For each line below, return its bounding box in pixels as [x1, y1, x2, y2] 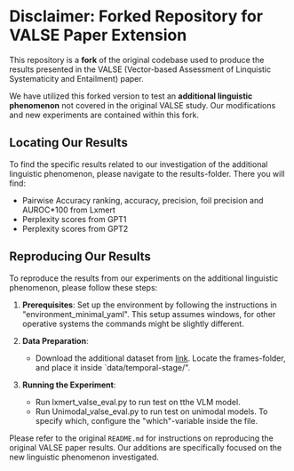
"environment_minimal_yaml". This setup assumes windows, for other [21, 308, 276, 319]
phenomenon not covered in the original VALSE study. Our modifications [9, 100, 276, 110]
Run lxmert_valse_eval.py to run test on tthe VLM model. [35, 396, 242, 407]
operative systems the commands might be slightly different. [21, 318, 244, 329]
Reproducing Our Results [9, 249, 151, 264]
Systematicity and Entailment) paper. [9, 73, 144, 84]
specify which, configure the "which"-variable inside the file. [35, 415, 258, 426]
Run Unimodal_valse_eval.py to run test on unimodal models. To [35, 406, 268, 417]
